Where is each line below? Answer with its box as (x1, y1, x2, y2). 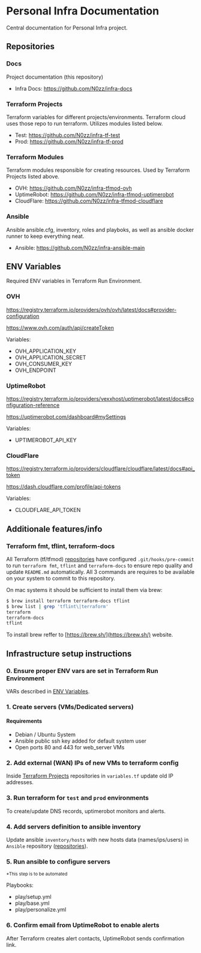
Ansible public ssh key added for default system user (14, 737, 147, 744)
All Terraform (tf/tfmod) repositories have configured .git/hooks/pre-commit (6, 555, 194, 562)
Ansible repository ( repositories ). (6, 842, 88, 850)
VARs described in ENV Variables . (6, 687, 90, 695)
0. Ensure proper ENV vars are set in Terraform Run (6, 666, 158, 675)
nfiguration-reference (6, 401, 60, 409)
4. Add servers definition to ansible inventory (6, 822, 141, 830)
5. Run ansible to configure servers (6, 857, 111, 866)
